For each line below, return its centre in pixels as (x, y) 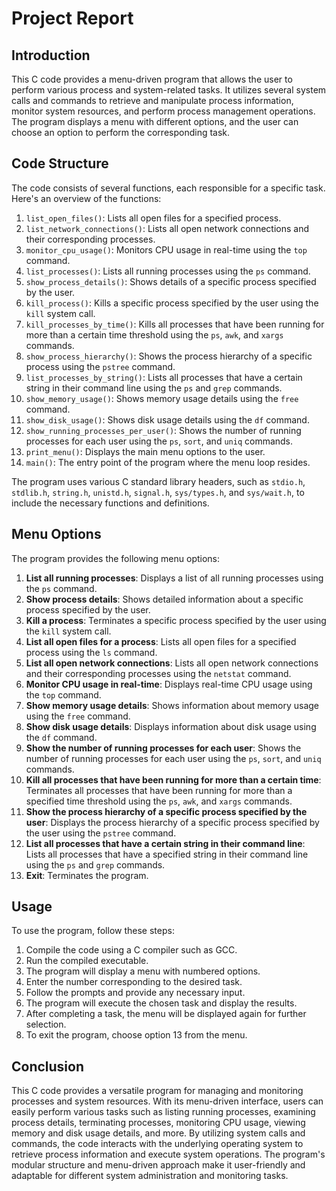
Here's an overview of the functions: (86, 198)
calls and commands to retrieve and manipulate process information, (152, 100)
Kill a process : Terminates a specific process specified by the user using (176, 620)
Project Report (72, 18)
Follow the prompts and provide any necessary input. (135, 993)
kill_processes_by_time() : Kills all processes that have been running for (175, 324)
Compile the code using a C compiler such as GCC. (131, 950)
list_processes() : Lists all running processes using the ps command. (168, 271)
